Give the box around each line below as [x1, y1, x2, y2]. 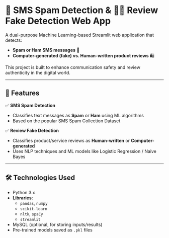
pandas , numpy [20, 200, 48, 206]
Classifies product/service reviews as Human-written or [12, 137, 130, 143]
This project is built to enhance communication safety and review [5, 64, 141, 70]
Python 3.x [12, 189, 35, 195]
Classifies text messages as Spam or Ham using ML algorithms [12, 112, 144, 118]
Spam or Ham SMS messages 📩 [12, 47, 80, 53]
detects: [5, 37, 23, 43]
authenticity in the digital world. [5, 69, 70, 75]
